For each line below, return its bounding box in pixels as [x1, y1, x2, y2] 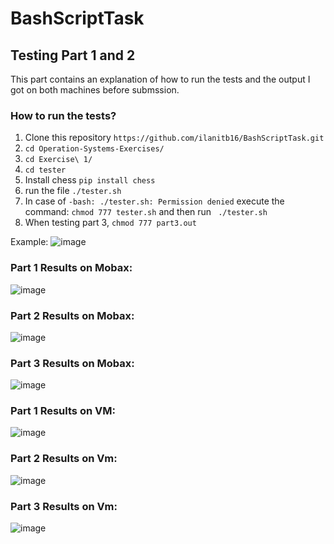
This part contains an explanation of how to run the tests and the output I [10, 73, 311, 85]
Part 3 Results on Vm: [10, 499, 118, 513]
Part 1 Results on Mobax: [10, 261, 133, 275]
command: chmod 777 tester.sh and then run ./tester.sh [24, 206, 268, 218]
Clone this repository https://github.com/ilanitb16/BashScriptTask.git [24, 132, 325, 144]
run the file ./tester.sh [24, 185, 122, 197]
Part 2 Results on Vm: [10, 452, 118, 466]
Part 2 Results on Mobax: [10, 308, 135, 322]
